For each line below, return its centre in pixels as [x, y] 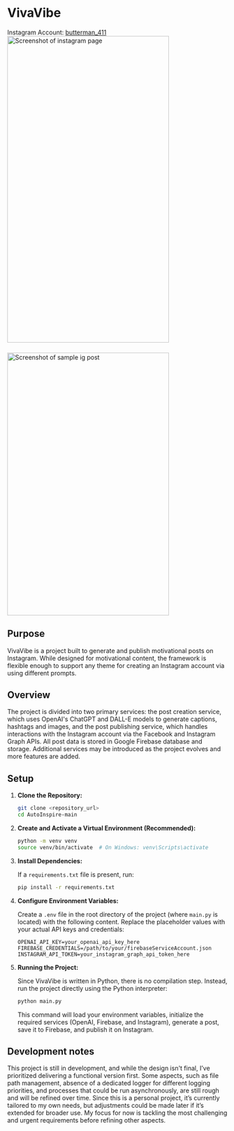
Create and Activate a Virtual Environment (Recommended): [107, 828]
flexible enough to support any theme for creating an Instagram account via [116, 665]
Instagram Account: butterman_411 [57, 32]
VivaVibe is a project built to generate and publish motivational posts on [110, 650]
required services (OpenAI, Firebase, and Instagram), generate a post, [118, 1022]
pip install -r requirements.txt [66, 887]
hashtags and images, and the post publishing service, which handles [108, 727]
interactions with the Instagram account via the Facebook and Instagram [111, 734]
